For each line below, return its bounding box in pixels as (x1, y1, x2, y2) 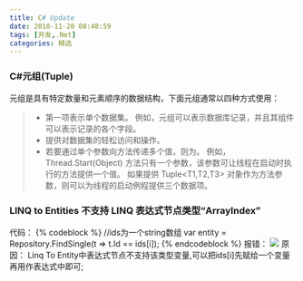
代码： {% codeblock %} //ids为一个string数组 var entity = (9, 227, 227, 237)
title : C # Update (9, 13, 75, 23)
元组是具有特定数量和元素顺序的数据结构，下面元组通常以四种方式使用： (9, 92, 279, 103)
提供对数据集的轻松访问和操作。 (44, 134, 165, 145)
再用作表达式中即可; (9, 260, 84, 272)
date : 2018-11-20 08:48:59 (9, 22, 112, 31)
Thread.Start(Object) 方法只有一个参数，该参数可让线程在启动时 (44, 157, 284, 168)
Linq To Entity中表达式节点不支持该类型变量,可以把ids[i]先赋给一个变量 (26, 249, 290, 260)
